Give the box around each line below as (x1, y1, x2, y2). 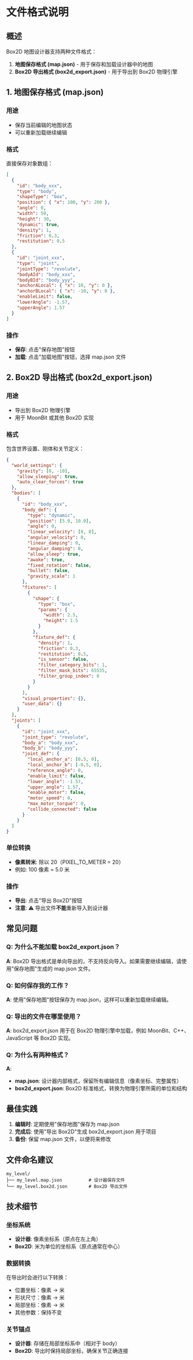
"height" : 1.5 (43, 618, 78, 624)
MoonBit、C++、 (147, 1027, 190, 1034)
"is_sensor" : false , (37, 657, 89, 663)
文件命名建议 (6, 1155, 53, 1165)
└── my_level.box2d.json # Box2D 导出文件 (6, 1183, 128, 1190)
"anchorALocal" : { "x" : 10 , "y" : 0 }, (17, 283, 113, 289)
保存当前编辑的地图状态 (14, 121, 72, 128)
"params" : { (37, 607, 68, 613)
